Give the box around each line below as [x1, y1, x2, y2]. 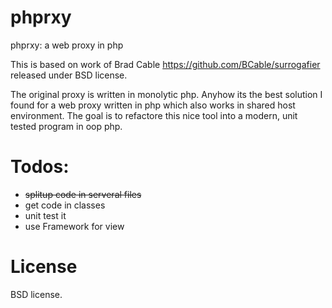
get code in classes [24, 199, 106, 211]
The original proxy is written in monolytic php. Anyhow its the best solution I [10, 88, 323, 100]
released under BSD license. [10, 69, 128, 81]
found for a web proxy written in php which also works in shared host [10, 99, 296, 111]
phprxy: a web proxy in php [10, 39, 124, 51]
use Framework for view [24, 220, 125, 232]
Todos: [10, 156, 70, 178]
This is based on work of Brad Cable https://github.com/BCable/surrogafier [10, 58, 321, 70]
